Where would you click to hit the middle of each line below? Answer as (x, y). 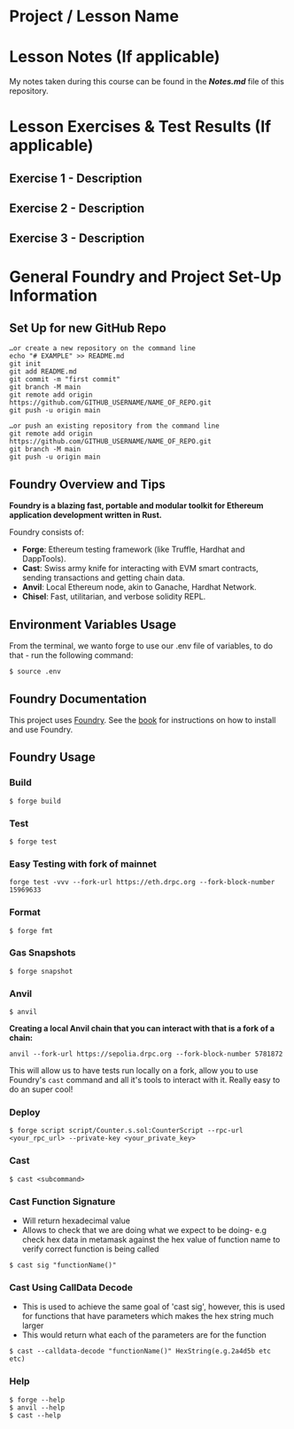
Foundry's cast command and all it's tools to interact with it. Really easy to (145, 1080)
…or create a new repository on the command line (103, 349)
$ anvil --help (37, 1408)
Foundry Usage (52, 757)
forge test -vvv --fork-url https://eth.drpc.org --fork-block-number (142, 883)
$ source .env (35, 671)
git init (25, 364)
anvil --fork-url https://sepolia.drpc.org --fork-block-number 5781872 (146, 1054)
